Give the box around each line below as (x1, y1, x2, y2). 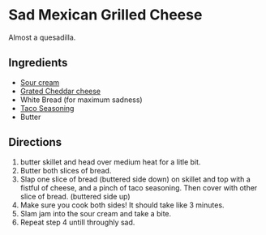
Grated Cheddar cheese (19, 86, 101, 96)
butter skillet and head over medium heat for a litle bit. (19, 156, 201, 167)
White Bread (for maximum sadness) (19, 95, 144, 105)
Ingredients (8, 56, 68, 70)
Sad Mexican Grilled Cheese (8, 6, 203, 24)
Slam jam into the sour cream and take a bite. (19, 208, 172, 218)
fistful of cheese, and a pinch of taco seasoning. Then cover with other (19, 182, 258, 192)
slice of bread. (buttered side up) (19, 191, 131, 201)
